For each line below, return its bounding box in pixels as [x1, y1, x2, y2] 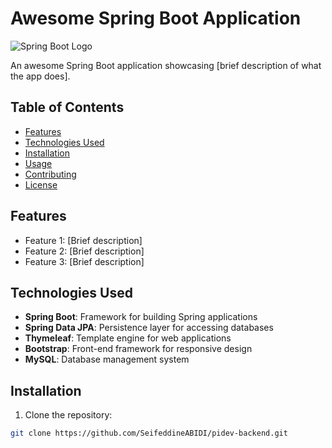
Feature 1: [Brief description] [24, 234, 143, 246]
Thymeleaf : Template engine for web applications [24, 332, 232, 344]
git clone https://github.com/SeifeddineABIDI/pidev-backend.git [10, 428, 288, 439]
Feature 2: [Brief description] [24, 245, 145, 257]
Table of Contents [10, 99, 125, 116]
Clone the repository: [24, 409, 113, 421]
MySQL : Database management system [24, 353, 190, 366]
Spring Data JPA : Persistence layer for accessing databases [24, 322, 274, 334]
